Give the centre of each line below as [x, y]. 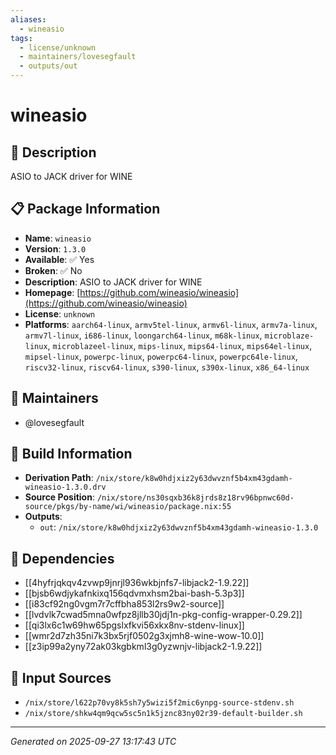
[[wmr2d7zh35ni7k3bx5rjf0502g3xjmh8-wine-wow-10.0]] [144, 636]
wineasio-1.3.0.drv [65, 487]
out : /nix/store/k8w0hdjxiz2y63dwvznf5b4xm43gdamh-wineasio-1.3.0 [179, 527]
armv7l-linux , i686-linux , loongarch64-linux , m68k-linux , [143, 335]
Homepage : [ [52, 292]
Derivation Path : [59, 478]
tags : [21, 38]
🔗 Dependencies [62, 558]
